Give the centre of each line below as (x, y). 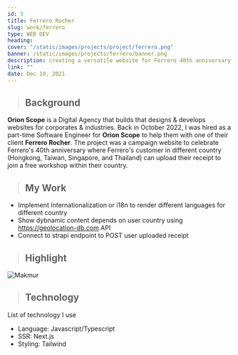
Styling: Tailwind (42, 344)
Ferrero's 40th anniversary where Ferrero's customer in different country (115, 150)
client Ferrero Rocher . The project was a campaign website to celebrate (113, 143)
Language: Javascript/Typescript (66, 329)
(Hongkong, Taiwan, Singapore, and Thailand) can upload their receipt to (114, 158)
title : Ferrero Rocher (41, 21)
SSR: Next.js (36, 336)
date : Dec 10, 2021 (36, 74)
